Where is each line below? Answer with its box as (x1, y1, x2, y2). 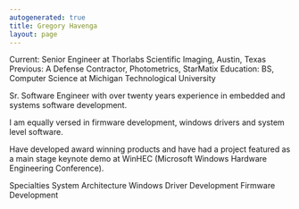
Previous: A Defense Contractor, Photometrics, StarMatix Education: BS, (9, 63, 275, 74)
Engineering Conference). (9, 163, 104, 174)
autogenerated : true (9, 13, 87, 22)
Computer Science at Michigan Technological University (9, 73, 216, 84)
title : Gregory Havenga (9, 21, 98, 30)
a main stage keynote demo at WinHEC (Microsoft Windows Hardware (9, 154, 268, 164)
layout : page (9, 29, 58, 38)
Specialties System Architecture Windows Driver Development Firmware (9, 180, 276, 191)
